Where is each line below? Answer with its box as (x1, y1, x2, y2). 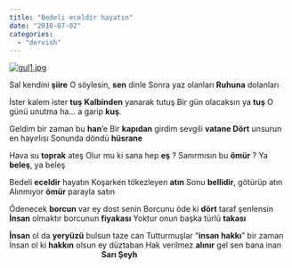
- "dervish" (17, 37, 62, 47)
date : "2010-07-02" (9, 21, 82, 30)
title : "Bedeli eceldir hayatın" (9, 12, 134, 22)
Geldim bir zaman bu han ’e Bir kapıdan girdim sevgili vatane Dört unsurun (9, 124, 282, 134)
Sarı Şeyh (101, 249, 138, 260)
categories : (9, 29, 53, 38)
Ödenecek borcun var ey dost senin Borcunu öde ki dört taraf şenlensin (9, 204, 274, 215)
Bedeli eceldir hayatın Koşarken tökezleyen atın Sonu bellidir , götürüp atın (9, 177, 283, 188)
